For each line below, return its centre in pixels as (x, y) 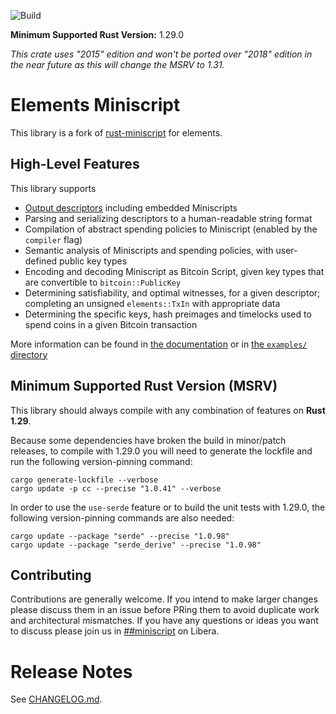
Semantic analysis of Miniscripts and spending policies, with (149, 250)
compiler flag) (53, 239)
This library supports (53, 188)
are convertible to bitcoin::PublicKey (103, 282)
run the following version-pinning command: (101, 461)
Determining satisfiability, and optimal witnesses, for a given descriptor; (172, 292)
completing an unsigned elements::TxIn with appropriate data (152, 303)
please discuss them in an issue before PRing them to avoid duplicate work (165, 610)
